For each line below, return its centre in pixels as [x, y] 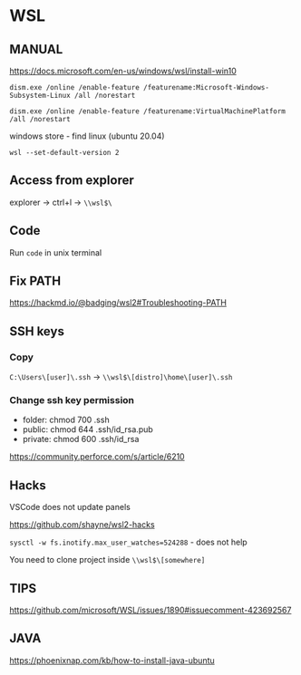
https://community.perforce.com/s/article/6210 [97, 457]
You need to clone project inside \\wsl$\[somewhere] [107, 560]
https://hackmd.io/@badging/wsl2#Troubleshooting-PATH [118, 303]
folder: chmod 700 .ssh [66, 420]
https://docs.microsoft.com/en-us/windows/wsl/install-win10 [123, 71]
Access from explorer [72, 181]
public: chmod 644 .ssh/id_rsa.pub [88, 429]
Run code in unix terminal [56, 252]
